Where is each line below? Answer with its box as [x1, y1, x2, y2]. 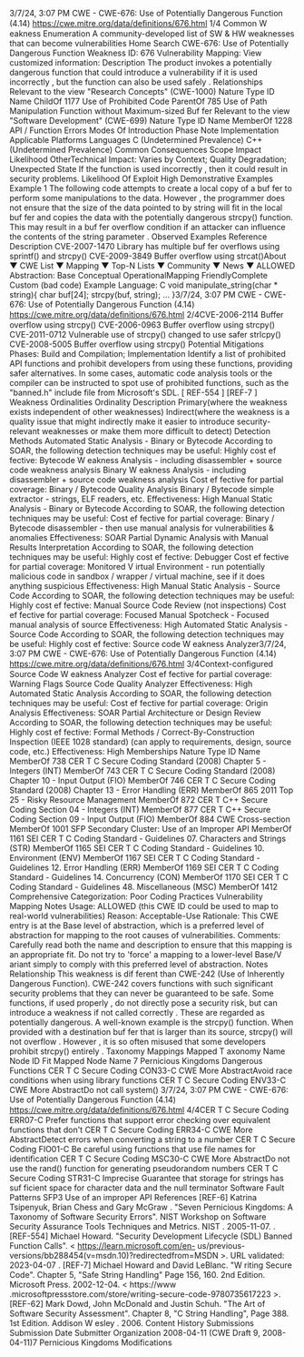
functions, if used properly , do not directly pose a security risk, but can [9, 997, 279, 1008]
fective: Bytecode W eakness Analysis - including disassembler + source [9, 455, 283, 465]
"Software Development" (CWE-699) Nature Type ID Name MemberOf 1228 [9, 116, 293, 126]
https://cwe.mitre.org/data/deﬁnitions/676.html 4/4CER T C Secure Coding [9, 1105, 289, 1115]
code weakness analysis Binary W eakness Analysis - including [9, 464, 247, 475]
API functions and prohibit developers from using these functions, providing [9, 359, 293, 369]
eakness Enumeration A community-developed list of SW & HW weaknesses [9, 28, 295, 39]
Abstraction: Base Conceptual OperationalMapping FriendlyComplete [9, 270, 269, 280]
